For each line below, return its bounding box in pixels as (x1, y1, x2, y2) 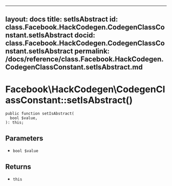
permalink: (74, 47, 110, 56)
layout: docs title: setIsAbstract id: (5, 15, 118, 24)
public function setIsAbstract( (5, 111, 74, 117)
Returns (5, 162, 32, 171)
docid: (74, 31, 96, 40)
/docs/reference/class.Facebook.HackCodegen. (5, 55, 164, 64)
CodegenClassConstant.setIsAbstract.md (5, 63, 143, 72)
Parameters (5, 134, 44, 143)
